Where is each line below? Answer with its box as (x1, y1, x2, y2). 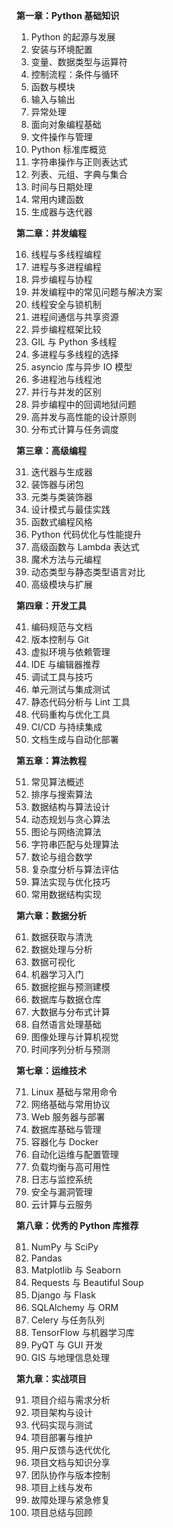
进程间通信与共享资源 (30, 311, 119, 323)
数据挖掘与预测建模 (30, 981, 111, 993)
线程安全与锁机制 (30, 299, 102, 310)
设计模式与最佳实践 (30, 504, 111, 515)
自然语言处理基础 (30, 1019, 102, 1030)
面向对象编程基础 (30, 119, 102, 130)
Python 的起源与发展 (30, 31, 116, 43)
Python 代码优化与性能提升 (30, 529, 143, 540)
